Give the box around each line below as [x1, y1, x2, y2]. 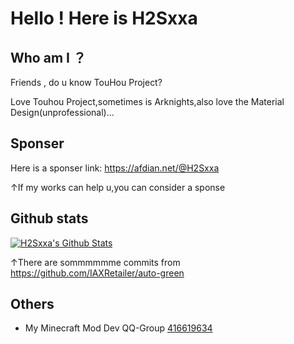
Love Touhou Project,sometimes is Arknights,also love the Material [10, 96, 285, 107]
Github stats [10, 210, 89, 227]
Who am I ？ [10, 49, 87, 66]
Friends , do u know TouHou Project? [10, 77, 163, 88]
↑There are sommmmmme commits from [10, 256, 181, 268]
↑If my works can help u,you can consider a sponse [10, 181, 226, 193]
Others [10, 296, 55, 313]
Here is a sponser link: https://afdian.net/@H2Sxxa [10, 162, 220, 174]
